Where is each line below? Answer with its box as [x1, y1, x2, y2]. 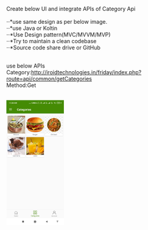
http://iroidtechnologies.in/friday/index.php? [31, 69, 142, 75]
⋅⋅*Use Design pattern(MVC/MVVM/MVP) [6, 31, 111, 38]
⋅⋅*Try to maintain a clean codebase [6, 38, 97, 44]
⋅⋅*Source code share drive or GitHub [6, 44, 100, 51]
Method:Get [6, 82, 37, 89]
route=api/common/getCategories [6, 75, 93, 82]
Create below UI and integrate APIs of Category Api [6, 5, 136, 12]
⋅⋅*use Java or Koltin [6, 24, 58, 32]
